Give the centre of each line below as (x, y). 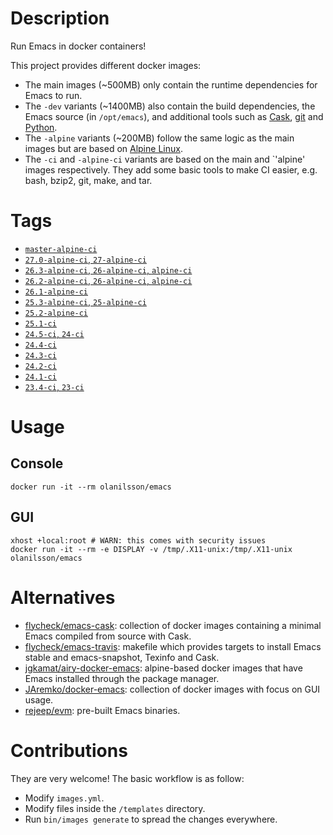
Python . (41, 127)
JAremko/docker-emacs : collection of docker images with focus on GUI (172, 689)
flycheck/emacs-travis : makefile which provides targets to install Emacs (173, 646)
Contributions (69, 750)
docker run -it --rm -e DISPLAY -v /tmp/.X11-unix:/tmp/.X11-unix (151, 549)
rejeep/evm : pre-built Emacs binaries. (102, 710)
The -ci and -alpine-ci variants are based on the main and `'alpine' (165, 159)
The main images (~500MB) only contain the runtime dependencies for (171, 84)
